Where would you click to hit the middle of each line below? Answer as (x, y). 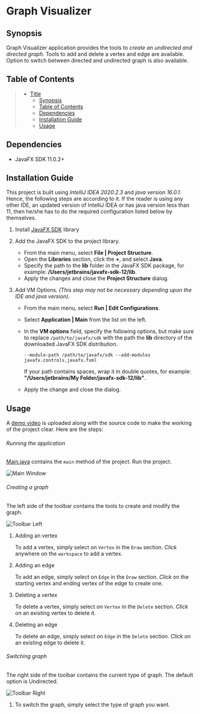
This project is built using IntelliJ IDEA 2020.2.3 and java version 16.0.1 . (94, 192)
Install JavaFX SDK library (47, 230)
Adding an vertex (36, 535)
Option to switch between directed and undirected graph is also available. (97, 60)
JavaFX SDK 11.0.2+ (40, 159)
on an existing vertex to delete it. (55, 613)
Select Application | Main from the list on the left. (85, 320)
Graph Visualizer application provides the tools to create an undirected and (99, 47)
